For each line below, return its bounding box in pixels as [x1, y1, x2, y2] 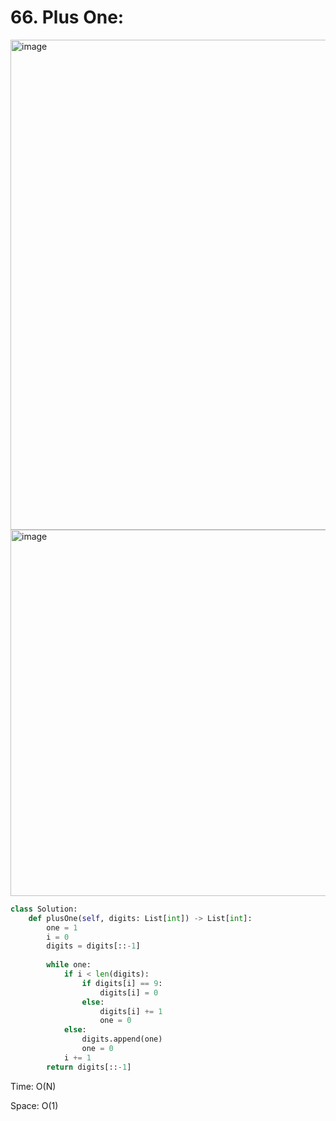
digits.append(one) [81, 1034, 163, 1045]
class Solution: [10, 904, 78, 914]
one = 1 [46, 922, 78, 933]
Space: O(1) [10, 1099, 59, 1111]
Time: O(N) [10, 1080, 57, 1092]
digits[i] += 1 [99, 1006, 163, 1016]
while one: [46, 960, 92, 970]
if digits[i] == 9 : [81, 978, 163, 988]
